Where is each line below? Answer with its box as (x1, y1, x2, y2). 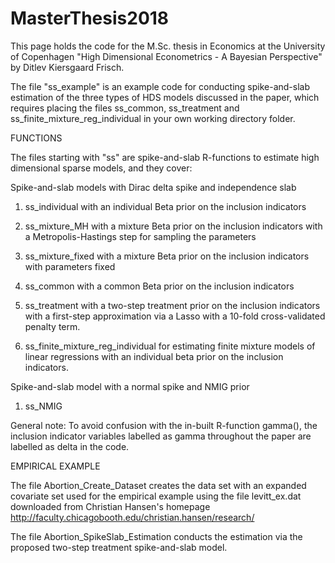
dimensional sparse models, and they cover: (10, 162, 193, 174)
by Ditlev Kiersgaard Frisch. (10, 61, 125, 73)
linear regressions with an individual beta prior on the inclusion (24, 350, 284, 362)
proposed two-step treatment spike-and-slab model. (10, 541, 228, 553)
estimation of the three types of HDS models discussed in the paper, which (10, 91, 320, 103)
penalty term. (24, 320, 81, 332)
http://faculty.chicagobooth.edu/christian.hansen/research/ (10, 511, 255, 523)
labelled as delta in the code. (10, 440, 130, 452)
